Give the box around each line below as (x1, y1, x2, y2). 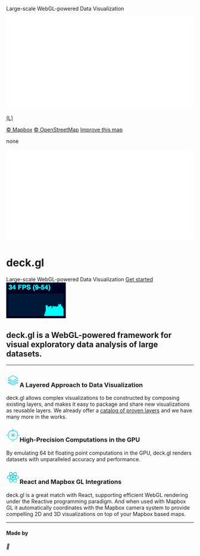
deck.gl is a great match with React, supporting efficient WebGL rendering (6, 491, 189, 498)
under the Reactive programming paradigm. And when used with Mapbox (6, 498, 186, 505)
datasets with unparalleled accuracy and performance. (6, 455, 141, 462)
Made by (6, 530, 29, 537)
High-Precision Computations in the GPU (20, 436, 140, 444)
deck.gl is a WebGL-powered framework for (6, 330, 172, 340)
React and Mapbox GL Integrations (20, 478, 122, 486)
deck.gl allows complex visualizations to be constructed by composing (6, 395, 180, 402)
